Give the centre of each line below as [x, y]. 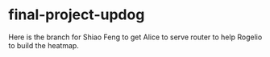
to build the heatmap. [44, 45]
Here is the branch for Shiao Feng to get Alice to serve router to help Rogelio [135, 37]
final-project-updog [77, 15]
